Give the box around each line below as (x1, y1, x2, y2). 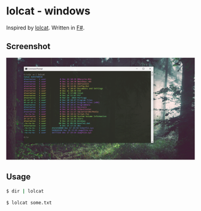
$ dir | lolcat (6, 188, 44, 194)
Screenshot (6, 41, 51, 52)
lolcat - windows (6, 4, 91, 18)
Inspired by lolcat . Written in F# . (6, 24, 85, 31)
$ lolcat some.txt (6, 200, 52, 206)
